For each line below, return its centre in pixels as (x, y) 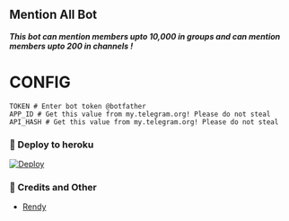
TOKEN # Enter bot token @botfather (78, 106)
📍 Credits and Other (53, 187)
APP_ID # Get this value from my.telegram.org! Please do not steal (140, 114)
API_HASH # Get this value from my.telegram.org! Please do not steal (144, 122)
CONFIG (40, 82)
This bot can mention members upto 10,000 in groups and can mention (145, 36)
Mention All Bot (53, 15)
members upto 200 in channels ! (71, 46)
